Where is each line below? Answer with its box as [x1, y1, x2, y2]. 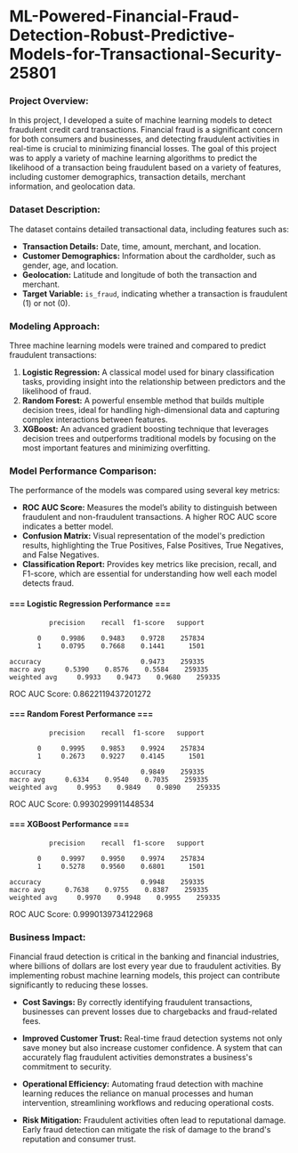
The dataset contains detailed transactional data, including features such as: [9, 223, 289, 234]
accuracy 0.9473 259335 [9, 657, 205, 666]
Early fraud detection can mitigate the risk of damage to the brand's [21, 1125, 271, 1135]
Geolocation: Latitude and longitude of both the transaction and [21, 269, 258, 280]
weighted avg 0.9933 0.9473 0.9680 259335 [9, 672, 221, 682]
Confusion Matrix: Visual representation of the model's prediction [21, 531, 265, 541]
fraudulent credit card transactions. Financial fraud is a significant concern [9, 125, 283, 135]
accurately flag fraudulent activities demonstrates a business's [21, 1052, 254, 1063]
